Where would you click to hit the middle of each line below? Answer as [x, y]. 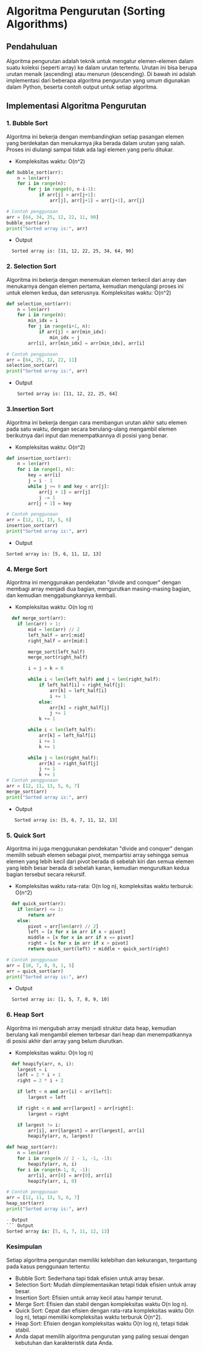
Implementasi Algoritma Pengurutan [76, 106]
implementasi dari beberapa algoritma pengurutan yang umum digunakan [98, 80]
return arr [42, 915]
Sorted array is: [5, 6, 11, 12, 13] [54, 554]
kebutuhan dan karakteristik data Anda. [64, 1342]
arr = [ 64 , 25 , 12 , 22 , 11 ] [42, 360]
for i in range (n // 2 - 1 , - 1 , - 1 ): [65, 1158]
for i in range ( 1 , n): [46, 470]
